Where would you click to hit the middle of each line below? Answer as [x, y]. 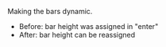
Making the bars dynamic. [50, 11]
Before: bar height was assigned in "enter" [89, 26]
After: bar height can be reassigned [77, 35]
